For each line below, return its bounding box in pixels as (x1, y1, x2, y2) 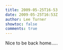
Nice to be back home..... (5, 40, 58, 46)
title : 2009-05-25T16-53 (5, 7, 58, 13)
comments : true (5, 26, 38, 31)
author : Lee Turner (5, 17, 47, 22)
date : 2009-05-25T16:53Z (5, 12, 58, 17)
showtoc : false (5, 21, 38, 27)
